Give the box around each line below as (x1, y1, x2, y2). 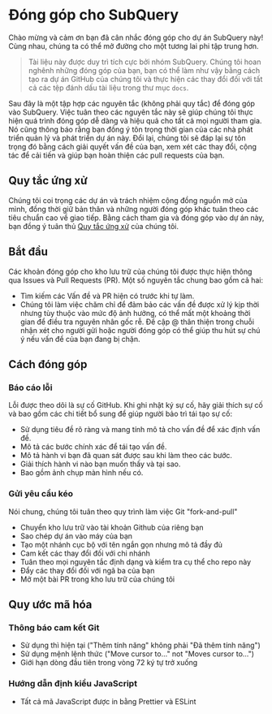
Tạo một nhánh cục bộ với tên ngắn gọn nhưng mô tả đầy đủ (19, 539, 223, 549)
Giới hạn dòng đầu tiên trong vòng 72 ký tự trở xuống (19, 658, 198, 668)
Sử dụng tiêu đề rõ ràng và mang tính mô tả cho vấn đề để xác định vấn (19, 425, 261, 435)
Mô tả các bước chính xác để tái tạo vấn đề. (19, 442, 167, 452)
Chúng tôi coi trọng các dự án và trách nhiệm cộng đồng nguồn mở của (8, 195, 248, 205)
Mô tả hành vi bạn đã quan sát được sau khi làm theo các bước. (19, 451, 233, 461)
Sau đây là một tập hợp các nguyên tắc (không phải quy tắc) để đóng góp (8, 98, 256, 108)
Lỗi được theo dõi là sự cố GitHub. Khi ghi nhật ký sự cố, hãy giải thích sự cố (8, 400, 264, 410)
